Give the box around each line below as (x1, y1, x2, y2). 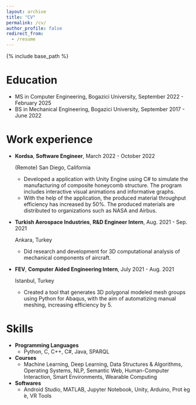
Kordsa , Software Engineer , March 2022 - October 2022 (14, 152, 156, 159)
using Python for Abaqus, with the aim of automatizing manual (23, 295, 176, 302)
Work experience (6, 133, 93, 146)
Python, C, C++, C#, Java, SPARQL (23, 348, 110, 355)
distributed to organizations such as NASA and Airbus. (23, 207, 157, 214)
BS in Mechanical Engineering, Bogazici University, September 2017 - (14, 105, 185, 113)
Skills (6, 322, 34, 336)
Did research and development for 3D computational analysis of (23, 248, 180, 255)
